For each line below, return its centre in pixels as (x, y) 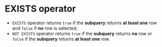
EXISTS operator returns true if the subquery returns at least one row (85, 23)
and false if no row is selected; (45, 28)
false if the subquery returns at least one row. (61, 39)
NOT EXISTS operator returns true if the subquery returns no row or (82, 33)
